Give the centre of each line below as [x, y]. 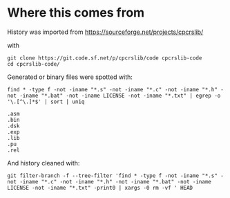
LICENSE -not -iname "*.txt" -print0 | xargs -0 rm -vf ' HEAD [100, 188]
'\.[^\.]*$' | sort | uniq [46, 102]
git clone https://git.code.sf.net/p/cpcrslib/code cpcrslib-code [105, 58]
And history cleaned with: [44, 163]
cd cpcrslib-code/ [33, 64]
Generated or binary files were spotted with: [70, 77]
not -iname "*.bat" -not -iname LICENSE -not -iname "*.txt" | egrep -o [114, 96]
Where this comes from [76, 13]
